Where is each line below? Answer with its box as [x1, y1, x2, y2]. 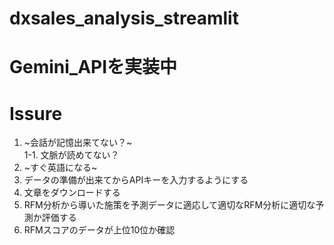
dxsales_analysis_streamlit [9, 7, 239, 30]
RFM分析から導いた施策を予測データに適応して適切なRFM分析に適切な [23, 199, 316, 211]
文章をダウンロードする [23, 187, 121, 199]
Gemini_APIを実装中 [9, 56, 178, 79]
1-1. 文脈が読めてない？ [23, 149, 120, 161]
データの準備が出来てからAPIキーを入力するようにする [23, 174, 249, 186]
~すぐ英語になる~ [23, 162, 98, 174]
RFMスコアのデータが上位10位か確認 [23, 224, 176, 236]
